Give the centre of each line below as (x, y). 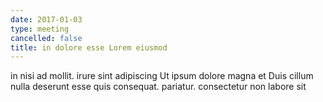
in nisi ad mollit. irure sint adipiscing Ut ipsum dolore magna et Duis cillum (162, 76)
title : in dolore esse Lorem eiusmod (89, 47)
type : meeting (40, 29)
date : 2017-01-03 (46, 19)
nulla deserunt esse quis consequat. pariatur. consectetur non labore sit (158, 87)
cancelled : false (46, 38)
